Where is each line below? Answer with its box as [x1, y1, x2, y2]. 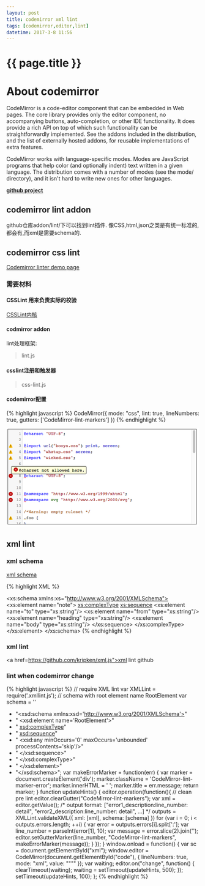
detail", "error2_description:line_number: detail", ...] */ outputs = [15, 808, 176, 815]
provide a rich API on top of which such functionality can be [6, 124, 158, 132]
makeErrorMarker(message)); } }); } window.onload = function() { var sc [15, 840, 197, 847]
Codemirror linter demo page [6, 264, 80, 270]
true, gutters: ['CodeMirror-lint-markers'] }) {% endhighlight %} [6, 416, 166, 423]
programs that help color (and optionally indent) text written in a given [6, 162, 183, 169]
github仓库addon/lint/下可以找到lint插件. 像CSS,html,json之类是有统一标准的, [6, 221, 199, 229]
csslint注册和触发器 [6, 367, 56, 374]
